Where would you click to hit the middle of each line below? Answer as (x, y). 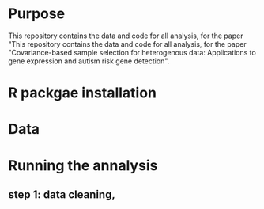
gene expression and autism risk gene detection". (89, 61)
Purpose (37, 14)
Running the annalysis (83, 165)
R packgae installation (82, 93)
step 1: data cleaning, (62, 194)
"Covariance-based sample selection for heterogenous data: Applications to (132, 52)
